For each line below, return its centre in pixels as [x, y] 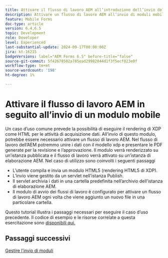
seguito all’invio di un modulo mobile [83, 115]
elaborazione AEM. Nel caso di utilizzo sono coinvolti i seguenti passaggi [80, 160]
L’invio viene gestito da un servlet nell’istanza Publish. [68, 175]
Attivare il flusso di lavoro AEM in [75, 104]
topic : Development [25, 33]
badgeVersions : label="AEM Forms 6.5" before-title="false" [69, 56]
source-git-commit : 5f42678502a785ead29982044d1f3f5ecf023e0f [71, 61]
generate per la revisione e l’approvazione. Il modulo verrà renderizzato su [82, 150]
